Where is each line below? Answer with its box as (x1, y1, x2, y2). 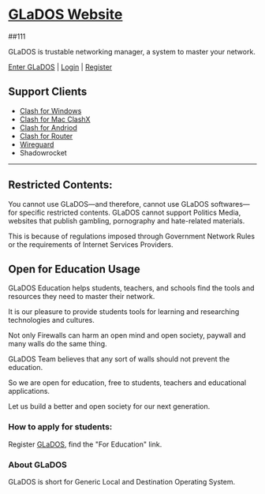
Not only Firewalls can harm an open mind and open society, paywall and (8, 331, 246, 340)
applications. (8, 387, 50, 396)
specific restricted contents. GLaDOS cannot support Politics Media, (19, 208, 241, 217)
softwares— (210, 199, 250, 208)
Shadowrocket (19, 148, 67, 157)
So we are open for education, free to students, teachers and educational (8, 378, 247, 387)
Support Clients (8, 85, 88, 99)
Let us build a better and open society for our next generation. (8, 402, 211, 411)
